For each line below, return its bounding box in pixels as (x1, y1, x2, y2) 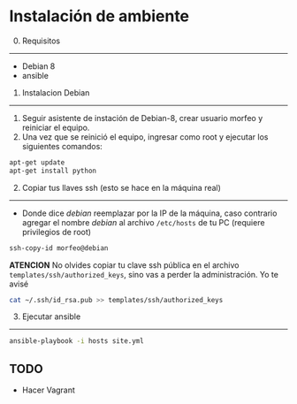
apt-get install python (9, 166, 97, 175)
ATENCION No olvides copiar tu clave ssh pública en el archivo (9, 259, 240, 271)
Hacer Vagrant (21, 385, 75, 395)
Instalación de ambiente (9, 6, 190, 27)
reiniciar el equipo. (21, 122, 90, 133)
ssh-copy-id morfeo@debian (9, 243, 109, 253)
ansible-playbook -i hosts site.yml (9, 337, 144, 346)
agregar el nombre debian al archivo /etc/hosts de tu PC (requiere (21, 217, 265, 227)
